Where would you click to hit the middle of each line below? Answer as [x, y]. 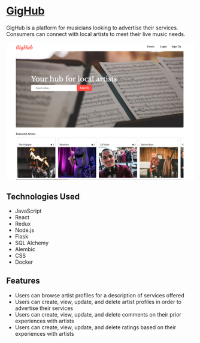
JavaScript [28, 211]
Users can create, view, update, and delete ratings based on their [96, 327]
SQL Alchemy [32, 243]
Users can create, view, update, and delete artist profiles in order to [98, 302]
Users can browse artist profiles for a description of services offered [99, 295]
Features [23, 281]
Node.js [25, 230]
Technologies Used [43, 196]
